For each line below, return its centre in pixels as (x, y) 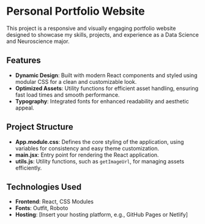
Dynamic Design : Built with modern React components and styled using (106, 75)
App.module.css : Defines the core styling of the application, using (99, 141)
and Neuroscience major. (38, 41)
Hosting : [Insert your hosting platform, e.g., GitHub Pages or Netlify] (102, 215)
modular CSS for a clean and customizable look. (76, 81)
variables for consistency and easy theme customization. (87, 148)
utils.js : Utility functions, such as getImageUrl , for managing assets (100, 161)
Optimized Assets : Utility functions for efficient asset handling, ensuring (107, 88)
